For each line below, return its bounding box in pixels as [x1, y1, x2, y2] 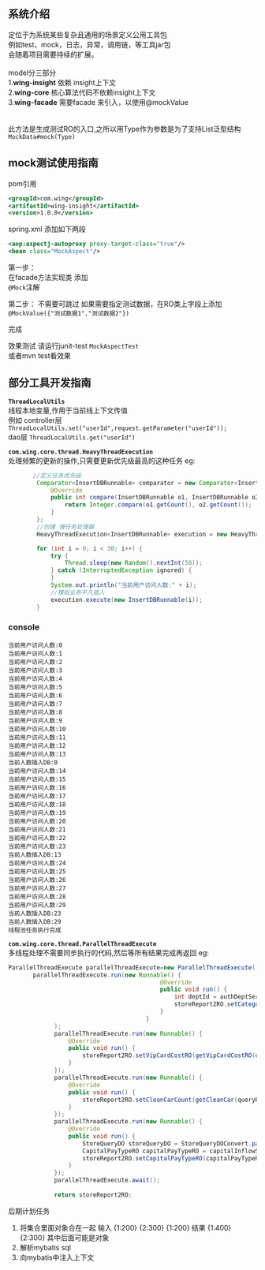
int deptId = [174, 993, 217, 1001]
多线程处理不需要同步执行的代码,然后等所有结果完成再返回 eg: [8, 947, 209, 957]
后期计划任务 [8, 1206, 50, 1216]
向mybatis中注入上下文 [19, 1253, 95, 1262]
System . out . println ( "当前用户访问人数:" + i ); [50, 581, 197, 589]
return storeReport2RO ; [54, 1190, 132, 1199]
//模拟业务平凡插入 [50, 588, 105, 596]
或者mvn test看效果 [8, 351, 71, 360]
